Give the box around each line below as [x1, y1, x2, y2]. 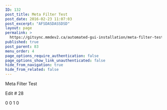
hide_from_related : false [5, 67, 59, 72]
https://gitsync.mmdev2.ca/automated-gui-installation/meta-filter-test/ [9, 35, 166, 40]
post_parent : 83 [5, 44, 39, 49]
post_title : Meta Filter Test [5, 12, 68, 17]
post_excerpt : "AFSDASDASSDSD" [5, 21, 70, 26]
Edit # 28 [5, 90, 24, 96]
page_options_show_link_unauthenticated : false [5, 58, 106, 63]
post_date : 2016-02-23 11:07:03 [5, 16, 72, 21]
